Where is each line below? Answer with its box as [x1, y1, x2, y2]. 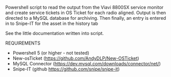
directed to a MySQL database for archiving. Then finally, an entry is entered [5, 15, 166, 21]
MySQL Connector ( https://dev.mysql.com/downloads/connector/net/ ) [12, 61, 161, 66]
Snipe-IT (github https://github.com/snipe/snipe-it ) [12, 66, 120, 72]
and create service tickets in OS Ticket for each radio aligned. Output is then [5, 10, 166, 16]
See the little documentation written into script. [5, 30, 104, 36]
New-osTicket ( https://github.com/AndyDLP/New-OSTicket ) [12, 55, 139, 61]
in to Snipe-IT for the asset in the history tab [5, 20, 99, 26]
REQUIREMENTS [5, 40, 41, 46]
